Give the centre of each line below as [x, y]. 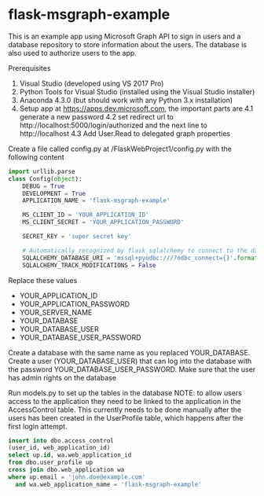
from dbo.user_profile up [50, 463]
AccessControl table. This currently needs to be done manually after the [125, 410]
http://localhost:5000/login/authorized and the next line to [114, 125]
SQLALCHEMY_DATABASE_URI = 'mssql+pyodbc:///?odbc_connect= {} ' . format [140, 258]
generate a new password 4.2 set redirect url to [97, 116]
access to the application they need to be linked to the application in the [125, 401]
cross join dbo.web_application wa [66, 470]
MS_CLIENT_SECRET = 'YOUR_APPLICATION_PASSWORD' [103, 222]
